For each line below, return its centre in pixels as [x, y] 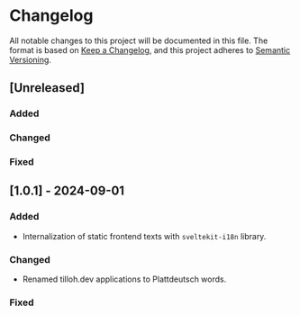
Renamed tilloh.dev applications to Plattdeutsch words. [124, 279]
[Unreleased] [47, 88]
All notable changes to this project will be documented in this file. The [139, 40]
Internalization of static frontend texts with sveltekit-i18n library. [144, 236]
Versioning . [31, 59]
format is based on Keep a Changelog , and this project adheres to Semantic [150, 49]
